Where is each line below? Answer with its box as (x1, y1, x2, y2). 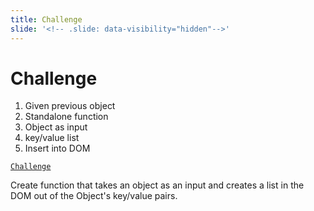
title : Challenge (10, 14, 83, 25)
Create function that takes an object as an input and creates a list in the (10, 179, 305, 191)
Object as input (24, 121, 88, 133)
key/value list (24, 132, 80, 144)
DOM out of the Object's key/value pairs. (10, 190, 178, 202)
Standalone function (24, 111, 109, 123)
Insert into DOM (24, 142, 91, 155)
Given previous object (24, 100, 116, 112)
